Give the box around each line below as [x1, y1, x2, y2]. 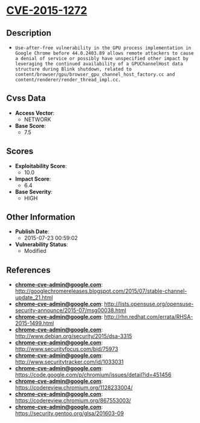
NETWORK [24, 116, 51, 123]
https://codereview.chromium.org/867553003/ [15, 397, 131, 404]
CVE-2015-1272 [6, 4, 88, 18]
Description [6, 28, 51, 38]
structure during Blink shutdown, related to [15, 66, 132, 72]
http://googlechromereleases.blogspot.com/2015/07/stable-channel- [15, 287, 187, 295]
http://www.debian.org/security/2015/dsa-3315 [15, 333, 132, 340]
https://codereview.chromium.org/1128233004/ [15, 384, 133, 391]
